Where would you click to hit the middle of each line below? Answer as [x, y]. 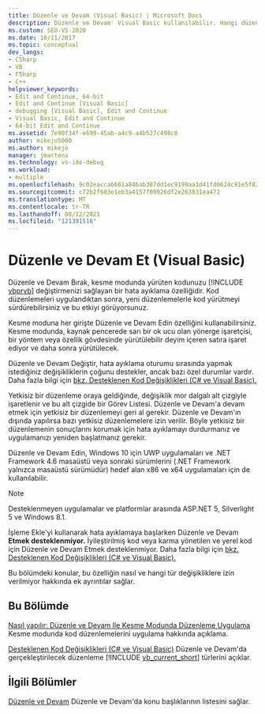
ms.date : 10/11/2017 [42, 38]
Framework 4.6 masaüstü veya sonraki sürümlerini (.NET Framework [119, 461]
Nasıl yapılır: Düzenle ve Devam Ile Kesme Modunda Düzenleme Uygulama [129, 625]
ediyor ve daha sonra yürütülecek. [64, 348]
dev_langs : [26, 52]
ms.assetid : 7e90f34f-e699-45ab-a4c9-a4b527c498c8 [93, 133]
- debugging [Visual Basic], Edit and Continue [88, 111]
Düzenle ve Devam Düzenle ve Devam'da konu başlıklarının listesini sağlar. [129, 701]
